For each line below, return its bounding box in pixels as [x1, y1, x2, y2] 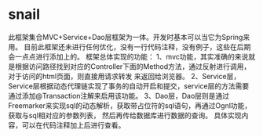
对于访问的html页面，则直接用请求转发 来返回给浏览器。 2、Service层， [8, 71, 241, 81]
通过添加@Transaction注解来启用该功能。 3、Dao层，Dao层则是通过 [8, 91, 230, 100]
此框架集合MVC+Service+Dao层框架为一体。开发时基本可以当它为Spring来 [8, 32, 250, 41]
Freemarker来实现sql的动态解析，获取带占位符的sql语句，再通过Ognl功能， [8, 100, 252, 110]
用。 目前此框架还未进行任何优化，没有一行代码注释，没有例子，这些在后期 [8, 41, 251, 52]
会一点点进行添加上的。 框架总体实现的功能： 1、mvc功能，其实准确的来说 [8, 52, 249, 61]
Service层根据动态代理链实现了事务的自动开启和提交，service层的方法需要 [8, 81, 250, 91]
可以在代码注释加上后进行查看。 [21, 120, 126, 130]
